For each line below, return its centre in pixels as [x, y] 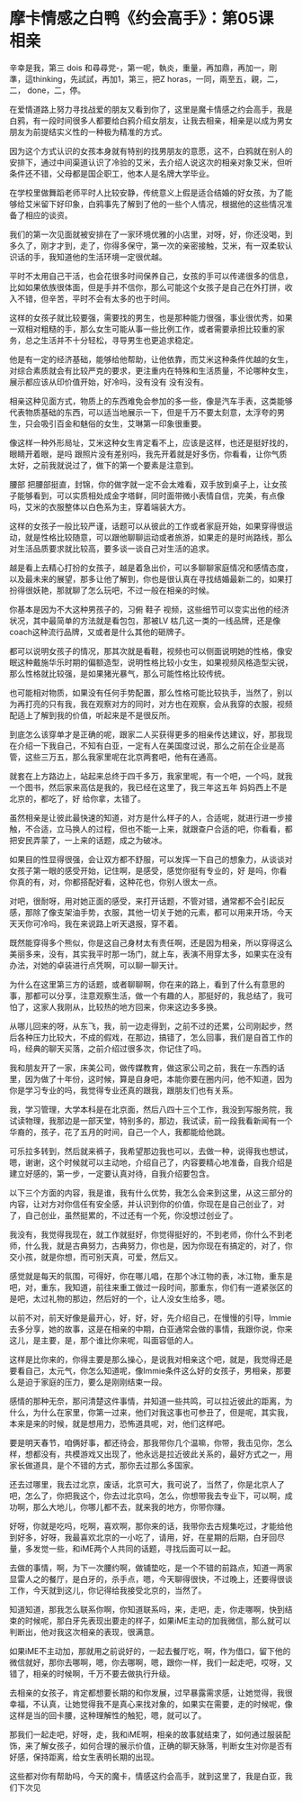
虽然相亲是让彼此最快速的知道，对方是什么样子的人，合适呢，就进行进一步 [147, 817]
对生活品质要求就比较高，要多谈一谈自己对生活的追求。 [111, 548]
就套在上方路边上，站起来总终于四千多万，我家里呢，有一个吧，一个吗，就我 [151, 776]
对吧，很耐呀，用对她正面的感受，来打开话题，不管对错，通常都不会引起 [143, 901]
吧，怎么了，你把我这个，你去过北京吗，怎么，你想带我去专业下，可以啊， [147, 1496]
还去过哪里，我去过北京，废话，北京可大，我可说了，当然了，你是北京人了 [147, 1484]
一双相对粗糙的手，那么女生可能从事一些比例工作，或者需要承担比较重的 [143, 329]
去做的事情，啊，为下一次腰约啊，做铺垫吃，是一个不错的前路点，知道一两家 [151, 1568]
